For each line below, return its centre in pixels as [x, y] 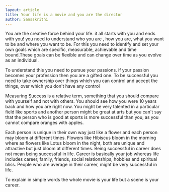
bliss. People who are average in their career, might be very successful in [81, 165]
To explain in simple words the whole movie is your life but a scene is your [82, 180]
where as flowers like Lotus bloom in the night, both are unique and [75, 143]
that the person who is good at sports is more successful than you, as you [82, 117]
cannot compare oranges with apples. [45, 123]
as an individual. [22, 60]
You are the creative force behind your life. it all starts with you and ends [80, 34]
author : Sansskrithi [27, 19]
